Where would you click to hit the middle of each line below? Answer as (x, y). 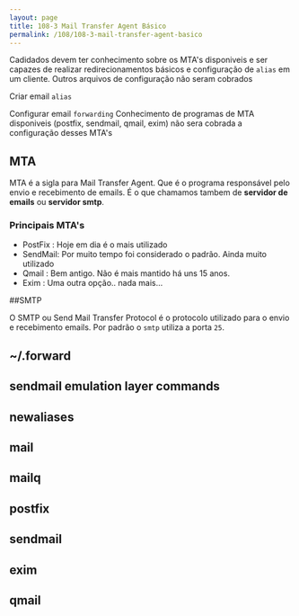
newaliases (42, 417)
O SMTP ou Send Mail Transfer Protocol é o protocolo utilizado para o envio (149, 318)
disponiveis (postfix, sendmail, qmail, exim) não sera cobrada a (126, 123)
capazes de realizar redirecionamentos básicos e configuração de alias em (149, 69)
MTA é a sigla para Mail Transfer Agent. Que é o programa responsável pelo (149, 183)
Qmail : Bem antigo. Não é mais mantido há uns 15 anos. (126, 273)
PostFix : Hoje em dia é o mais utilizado (95, 245)
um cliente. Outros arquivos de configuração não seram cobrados (131, 79)
